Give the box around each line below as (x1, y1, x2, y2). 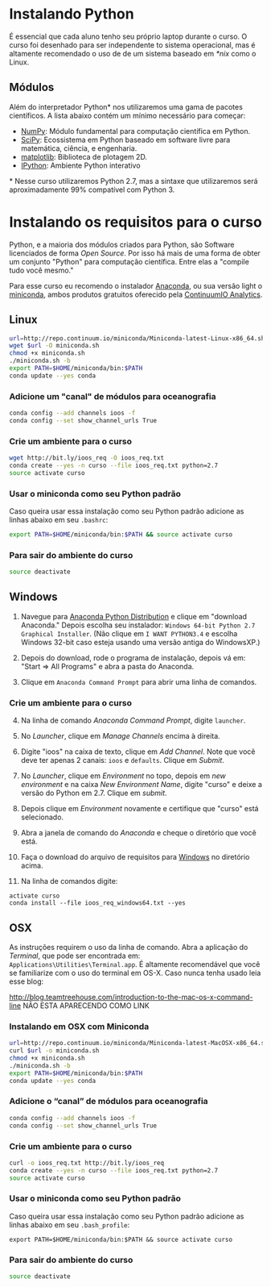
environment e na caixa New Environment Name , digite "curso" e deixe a (20, 780, 262, 789)
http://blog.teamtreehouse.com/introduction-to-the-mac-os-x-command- (9, 992, 253, 1002)
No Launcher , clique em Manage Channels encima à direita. (20, 731, 220, 741)
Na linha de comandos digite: (20, 877, 118, 886)
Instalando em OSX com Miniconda (9, 1021, 150, 1032)
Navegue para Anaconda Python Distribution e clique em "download (20, 611, 248, 621)
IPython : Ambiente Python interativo (20, 160, 141, 170)
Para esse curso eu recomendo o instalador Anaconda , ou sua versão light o (9, 281, 263, 290)
